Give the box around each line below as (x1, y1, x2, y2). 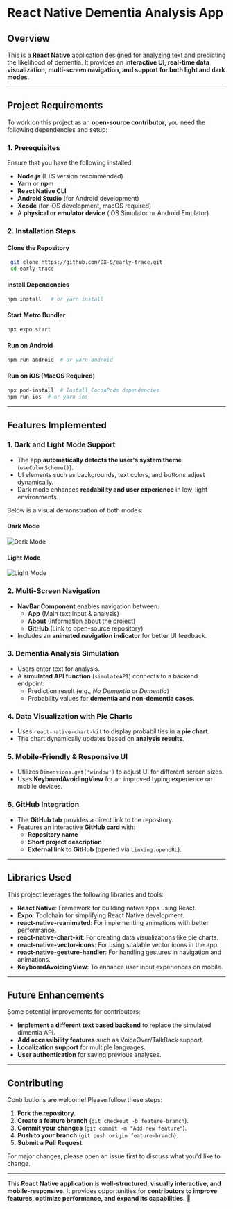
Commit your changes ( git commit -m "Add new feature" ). (17, 1124, 187, 1133)
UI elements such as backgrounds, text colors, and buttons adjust (17, 470, 205, 478)
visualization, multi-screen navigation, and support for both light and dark (7, 66, 225, 74)
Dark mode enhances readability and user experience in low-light (17, 485, 208, 494)
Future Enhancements (7, 989, 105, 1001)
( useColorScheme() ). (17, 463, 74, 472)
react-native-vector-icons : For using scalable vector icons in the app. (17, 940, 220, 949)
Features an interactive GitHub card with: (17, 823, 136, 831)
